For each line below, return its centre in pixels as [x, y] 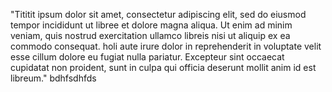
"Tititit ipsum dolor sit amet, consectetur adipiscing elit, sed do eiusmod [158, 14]
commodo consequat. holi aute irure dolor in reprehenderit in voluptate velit [166, 46]
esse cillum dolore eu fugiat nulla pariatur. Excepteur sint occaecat [147, 57]
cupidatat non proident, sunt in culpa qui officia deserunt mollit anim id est [163, 67]
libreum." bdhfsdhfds [53, 78]
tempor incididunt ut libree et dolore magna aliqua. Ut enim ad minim [151, 25]
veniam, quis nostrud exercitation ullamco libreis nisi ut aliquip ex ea [150, 35]
